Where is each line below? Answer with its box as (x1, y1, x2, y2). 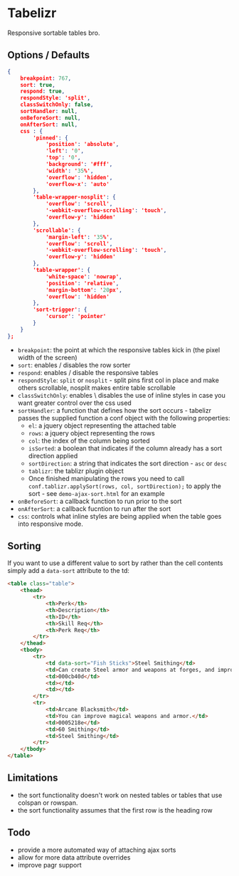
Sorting (7, 540, 41, 552)
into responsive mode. (17, 519, 83, 528)
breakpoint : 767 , (20, 75, 72, 82)
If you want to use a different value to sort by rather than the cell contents (7, 559, 223, 567)
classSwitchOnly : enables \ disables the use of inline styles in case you (17, 391, 226, 399)
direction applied (28, 451, 78, 460)
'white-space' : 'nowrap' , (45, 273, 122, 280)
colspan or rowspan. (17, 798, 78, 807)
